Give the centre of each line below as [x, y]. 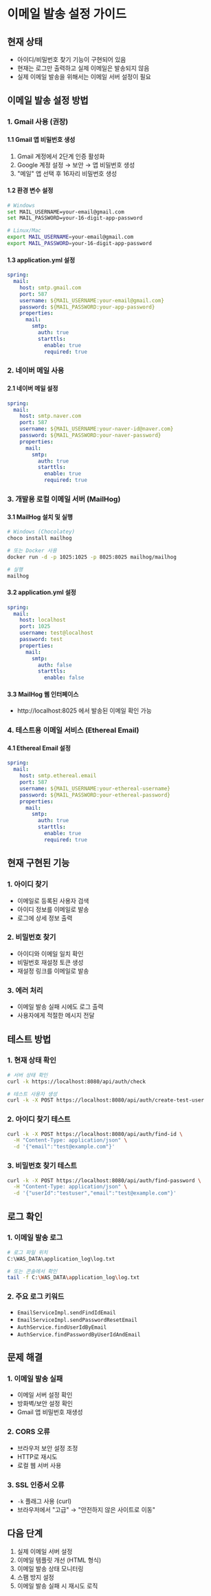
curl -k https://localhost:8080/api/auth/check [77, 1082]
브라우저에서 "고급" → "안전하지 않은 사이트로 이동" [86, 1509]
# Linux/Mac [24, 231]
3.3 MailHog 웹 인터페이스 [43, 694]
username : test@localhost [57, 633]
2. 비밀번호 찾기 [32, 937]
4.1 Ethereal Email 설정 [39, 748]
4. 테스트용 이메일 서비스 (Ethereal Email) [73, 731]
